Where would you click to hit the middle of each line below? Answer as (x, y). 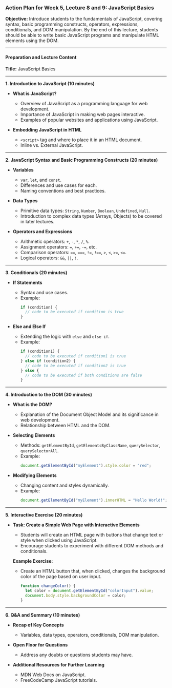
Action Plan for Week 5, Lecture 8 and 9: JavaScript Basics (80, 8)
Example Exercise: (33, 561)
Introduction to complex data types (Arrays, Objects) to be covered (91, 216)
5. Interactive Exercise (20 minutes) (44, 515)
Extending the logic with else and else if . (65, 337)
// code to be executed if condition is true (74, 312)
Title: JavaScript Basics (30, 69)
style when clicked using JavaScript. (59, 540)
